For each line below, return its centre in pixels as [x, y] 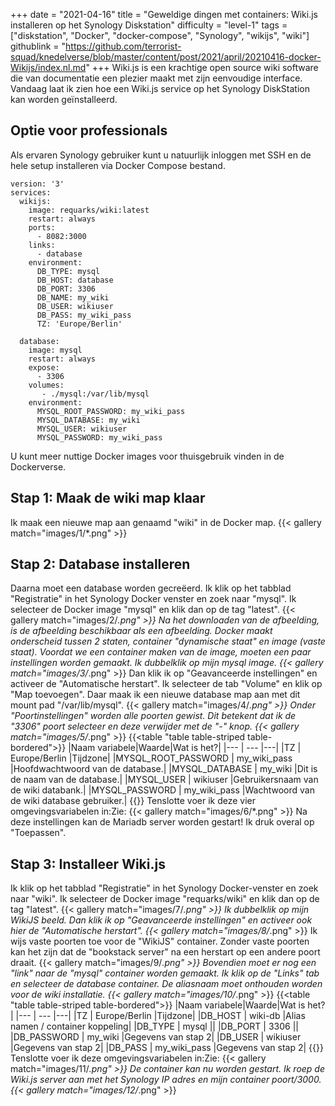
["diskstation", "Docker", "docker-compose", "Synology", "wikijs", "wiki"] [160, 35]
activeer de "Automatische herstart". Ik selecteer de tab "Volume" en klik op [166, 684]
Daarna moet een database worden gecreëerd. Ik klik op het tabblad [151, 588]
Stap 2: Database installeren [100, 564]
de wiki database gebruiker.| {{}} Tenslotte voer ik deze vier [133, 801]
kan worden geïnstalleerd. [64, 99]
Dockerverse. [38, 466]
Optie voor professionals [89, 130]
